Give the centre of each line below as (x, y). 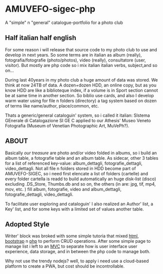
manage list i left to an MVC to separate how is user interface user (71, 246)
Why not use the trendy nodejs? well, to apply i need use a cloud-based (77, 261)
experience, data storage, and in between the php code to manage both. (78, 252)
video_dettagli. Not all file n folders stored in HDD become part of (71, 168)
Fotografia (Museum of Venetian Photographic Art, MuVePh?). (67, 126)
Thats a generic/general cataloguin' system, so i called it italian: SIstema (77, 115)
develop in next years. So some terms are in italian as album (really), (73, 55)
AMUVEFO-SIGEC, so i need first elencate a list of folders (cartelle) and (77, 173)
